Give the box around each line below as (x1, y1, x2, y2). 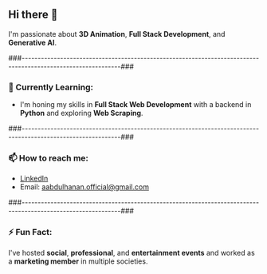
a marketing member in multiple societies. (8, 256, 148, 266)
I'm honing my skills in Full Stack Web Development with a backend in (19, 100, 252, 109)
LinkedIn (19, 173, 49, 184)
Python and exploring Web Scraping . (19, 109, 143, 118)
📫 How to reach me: (8, 153, 89, 164)
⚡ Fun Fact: (8, 227, 53, 238)
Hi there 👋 (8, 8, 58, 22)
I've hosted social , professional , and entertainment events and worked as (8, 248, 255, 257)
